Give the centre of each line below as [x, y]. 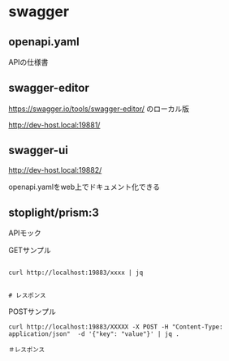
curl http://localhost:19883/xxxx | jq [76, 273]
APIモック [25, 233]
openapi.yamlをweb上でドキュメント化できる [84, 187]
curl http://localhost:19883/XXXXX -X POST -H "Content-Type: [116, 327]
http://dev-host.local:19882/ [55, 170]
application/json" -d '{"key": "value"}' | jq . [94, 334]
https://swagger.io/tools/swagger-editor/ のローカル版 [99, 109]
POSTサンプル [32, 312]
